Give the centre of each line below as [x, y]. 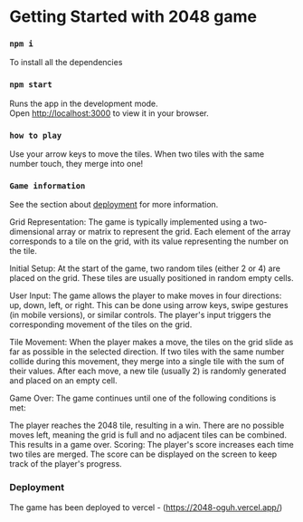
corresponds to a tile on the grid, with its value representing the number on [149, 241]
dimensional [32, 232]
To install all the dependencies [66, 63]
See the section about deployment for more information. [114, 205]
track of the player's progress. [66, 464]
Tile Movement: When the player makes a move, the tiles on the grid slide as [151, 343]
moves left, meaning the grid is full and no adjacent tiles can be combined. [148, 435]
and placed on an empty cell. [63, 381]
